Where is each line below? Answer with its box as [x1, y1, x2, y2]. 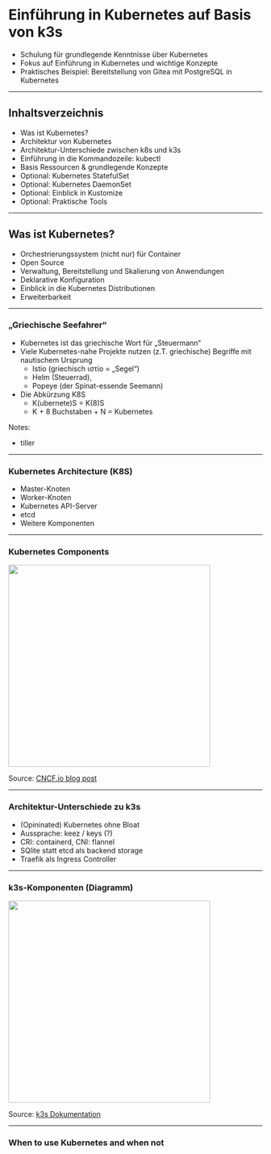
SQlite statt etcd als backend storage [19, 845, 144, 855]
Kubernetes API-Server [19, 501, 98, 511]
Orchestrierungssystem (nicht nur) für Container [19, 249, 181, 259]
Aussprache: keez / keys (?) [19, 828, 113, 838]
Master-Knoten [19, 484, 71, 494]
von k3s [8, 23, 63, 41]
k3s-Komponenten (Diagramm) [8, 882, 134, 893]
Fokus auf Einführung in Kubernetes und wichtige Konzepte [19, 58, 219, 68]
